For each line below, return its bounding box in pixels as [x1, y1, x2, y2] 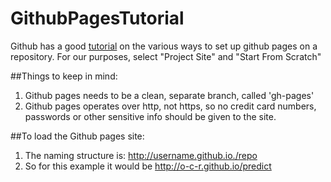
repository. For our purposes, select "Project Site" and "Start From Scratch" [10, 50, 322, 62]
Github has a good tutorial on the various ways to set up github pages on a [10, 40, 318, 52]
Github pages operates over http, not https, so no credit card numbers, [24, 100, 317, 112]
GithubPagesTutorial [10, 7, 185, 30]
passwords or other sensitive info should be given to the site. [24, 110, 277, 122]
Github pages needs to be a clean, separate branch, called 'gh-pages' [24, 89, 315, 101]
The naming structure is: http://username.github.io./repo [24, 149, 258, 161]
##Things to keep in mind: [10, 70, 118, 82]
